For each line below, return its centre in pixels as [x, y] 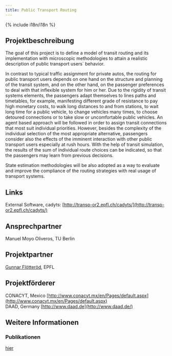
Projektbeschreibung [40, 41]
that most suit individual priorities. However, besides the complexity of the [83, 128]
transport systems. [25, 176]
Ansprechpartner [34, 226]
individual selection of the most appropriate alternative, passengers [77, 134]
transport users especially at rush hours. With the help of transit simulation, [85, 144]
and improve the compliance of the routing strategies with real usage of [81, 171]
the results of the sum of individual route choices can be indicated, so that [84, 150]
